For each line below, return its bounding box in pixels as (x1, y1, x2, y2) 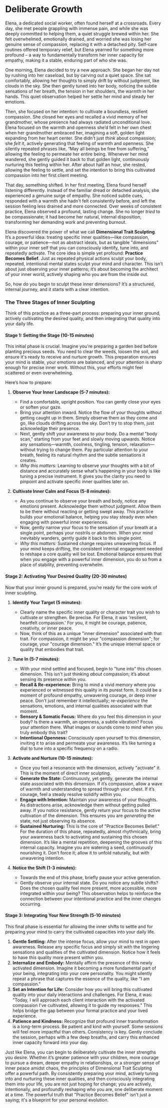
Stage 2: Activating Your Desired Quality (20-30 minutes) (5, 573, 127, 579)
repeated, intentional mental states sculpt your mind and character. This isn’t (5, 260, 163, 266)
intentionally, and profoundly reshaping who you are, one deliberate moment (5, 1086, 162, 1092)
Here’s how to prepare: (5, 379, 52, 385)
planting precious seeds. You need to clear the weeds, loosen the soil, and (5, 348, 158, 354)
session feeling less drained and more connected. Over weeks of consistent (5, 203, 162, 209)
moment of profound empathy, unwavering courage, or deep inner (19, 692, 156, 698)
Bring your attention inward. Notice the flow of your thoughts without (19, 409, 162, 415)
